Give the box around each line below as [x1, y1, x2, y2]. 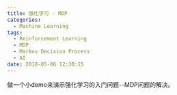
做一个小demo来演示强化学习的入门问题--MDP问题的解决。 [7, 80, 174, 89]
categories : [7, 16, 41, 23]
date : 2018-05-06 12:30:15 [7, 61, 84, 68]
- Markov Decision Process [13, 49, 90, 55]
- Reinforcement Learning [13, 36, 87, 42]
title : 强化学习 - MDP [7, 10, 68, 17]
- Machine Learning [13, 23, 69, 29]
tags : [7, 29, 23, 36]
